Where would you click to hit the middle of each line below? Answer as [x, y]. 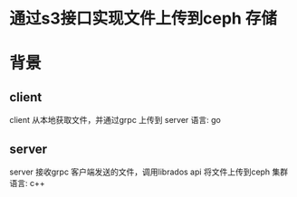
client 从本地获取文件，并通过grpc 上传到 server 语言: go [115, 120]
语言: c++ [27, 183]
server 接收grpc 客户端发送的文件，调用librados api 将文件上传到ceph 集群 [149, 172]
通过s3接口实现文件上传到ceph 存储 [144, 19]
